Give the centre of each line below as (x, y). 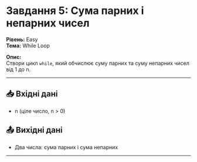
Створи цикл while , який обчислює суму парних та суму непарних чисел (98, 63)
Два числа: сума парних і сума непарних (66, 147)
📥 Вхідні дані (32, 94)
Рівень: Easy (22, 39)
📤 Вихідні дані (34, 130)
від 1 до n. (18, 69)
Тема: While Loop (28, 46)
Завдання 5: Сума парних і (75, 11)
